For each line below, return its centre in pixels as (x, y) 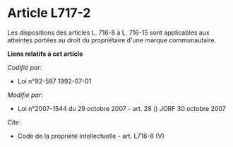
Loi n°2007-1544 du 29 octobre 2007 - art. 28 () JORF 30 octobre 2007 (121, 108)
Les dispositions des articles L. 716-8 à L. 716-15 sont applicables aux (108, 33)
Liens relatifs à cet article (45, 54)
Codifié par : (25, 67)
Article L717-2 (49, 13)
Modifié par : (25, 95)
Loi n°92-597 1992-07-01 (54, 81)
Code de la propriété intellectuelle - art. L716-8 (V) (91, 136)
